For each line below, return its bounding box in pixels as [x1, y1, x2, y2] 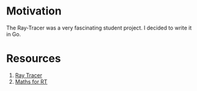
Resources [6, 52, 61, 66]
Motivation [6, 4, 62, 18]
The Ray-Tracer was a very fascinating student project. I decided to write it [6, 24, 192, 31]
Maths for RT [14, 78, 48, 85]
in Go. [6, 30, 21, 37]
